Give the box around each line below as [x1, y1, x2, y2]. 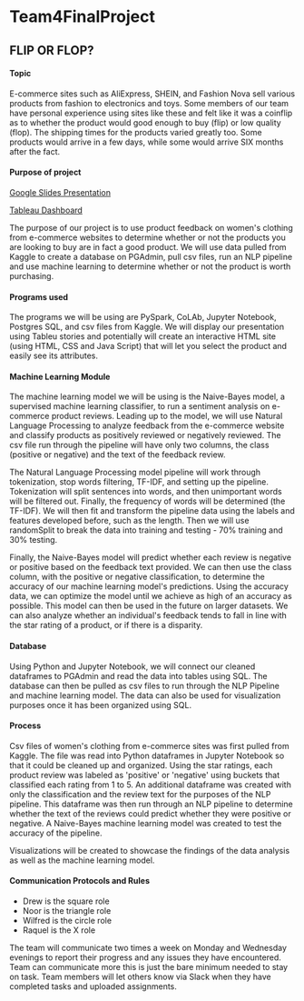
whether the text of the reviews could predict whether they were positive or [9, 807, 292, 819]
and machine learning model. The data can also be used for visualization [9, 689, 281, 701]
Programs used [9, 291, 69, 302]
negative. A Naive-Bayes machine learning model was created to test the [9, 817, 282, 828]
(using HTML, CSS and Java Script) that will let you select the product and [9, 341, 288, 352]
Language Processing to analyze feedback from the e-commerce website [9, 420, 285, 431]
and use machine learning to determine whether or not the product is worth [9, 261, 291, 272]
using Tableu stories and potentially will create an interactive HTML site [9, 331, 277, 342]
